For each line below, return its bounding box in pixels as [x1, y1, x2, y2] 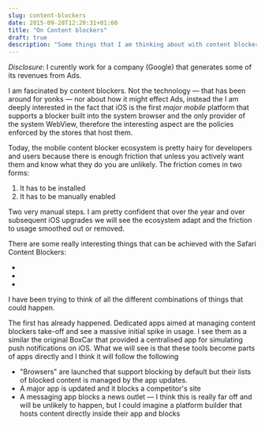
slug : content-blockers [8, 11, 87, 20]
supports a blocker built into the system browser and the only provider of [8, 111, 246, 120]
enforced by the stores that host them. [8, 128, 133, 138]
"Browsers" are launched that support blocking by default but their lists [19, 367, 252, 376]
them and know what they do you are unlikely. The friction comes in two [8, 160, 242, 169]
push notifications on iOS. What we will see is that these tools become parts [8, 343, 256, 353]
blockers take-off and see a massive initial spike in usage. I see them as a [8, 327, 247, 336]
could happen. [8, 303, 55, 313]
